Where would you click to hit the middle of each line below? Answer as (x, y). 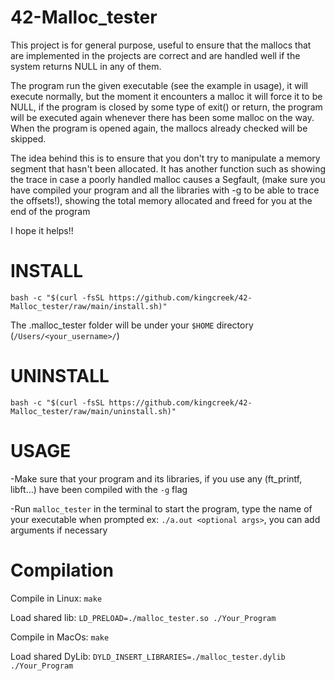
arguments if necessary (59, 530)
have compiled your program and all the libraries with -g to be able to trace (165, 190)
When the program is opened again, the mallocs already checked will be (159, 128)
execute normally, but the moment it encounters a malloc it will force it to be (166, 96)
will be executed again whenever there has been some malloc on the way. (162, 117)
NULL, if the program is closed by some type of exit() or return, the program (166, 107)
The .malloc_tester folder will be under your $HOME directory (132, 325)
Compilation (62, 570)
